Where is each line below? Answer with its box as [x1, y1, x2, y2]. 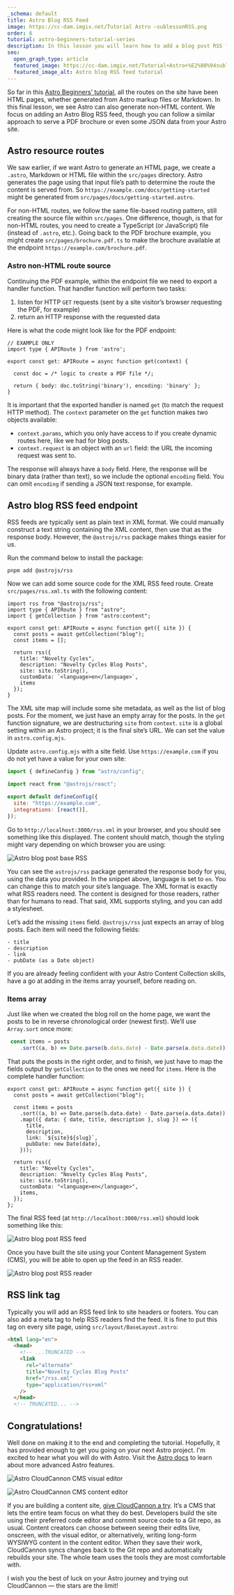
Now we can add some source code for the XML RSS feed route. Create [7, 579, 214, 588]
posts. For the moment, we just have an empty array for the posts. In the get [7, 712, 226, 720]
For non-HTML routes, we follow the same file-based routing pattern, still [7, 206, 217, 215]
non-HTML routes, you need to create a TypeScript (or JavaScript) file [7, 221, 209, 230]
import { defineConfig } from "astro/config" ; [7, 768, 145, 775]
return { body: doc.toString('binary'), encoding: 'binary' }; [13, 382, 201, 389]
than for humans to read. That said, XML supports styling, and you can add [7, 896, 223, 905]
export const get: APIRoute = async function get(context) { [7, 358, 189, 365]
